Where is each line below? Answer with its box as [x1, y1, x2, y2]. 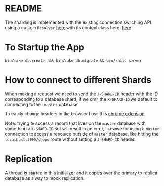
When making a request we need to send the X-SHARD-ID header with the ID [5, 91, 158, 97]
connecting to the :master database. [5, 101, 79, 107]
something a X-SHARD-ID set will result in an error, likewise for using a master [5, 125, 159, 131]
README [5, 3, 42, 14]
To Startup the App [5, 42, 85, 53]
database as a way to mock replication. [5, 175, 85, 181]
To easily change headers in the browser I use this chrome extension [5, 111, 145, 116]
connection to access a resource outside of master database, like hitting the [5, 131, 159, 137]
